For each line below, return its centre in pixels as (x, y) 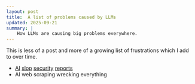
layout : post (22, 12)
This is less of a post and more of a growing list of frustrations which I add (98, 50)
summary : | (20, 28)
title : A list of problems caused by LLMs (61, 17)
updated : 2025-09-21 (32, 22)
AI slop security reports (44, 68)
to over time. (22, 57)
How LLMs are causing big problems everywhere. (77, 34)
